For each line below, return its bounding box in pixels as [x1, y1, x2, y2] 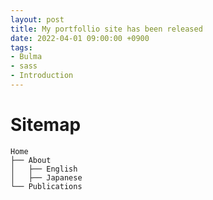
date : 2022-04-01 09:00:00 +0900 [10, 33, 150, 43]
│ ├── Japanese [10, 172, 83, 183]
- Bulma [10, 52, 43, 62]
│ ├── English [10, 164, 78, 174]
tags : [10, 42, 33, 53]
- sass [10, 61, 38, 71]
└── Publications [10, 181, 83, 191]
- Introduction [10, 71, 74, 81]
